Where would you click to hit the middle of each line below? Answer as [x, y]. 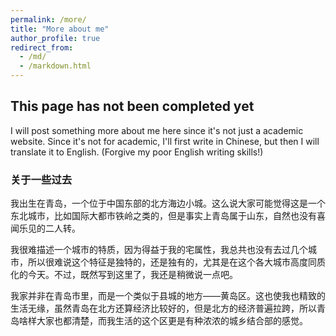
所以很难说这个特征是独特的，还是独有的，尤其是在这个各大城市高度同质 [176, 262]
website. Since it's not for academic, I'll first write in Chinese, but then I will [165, 141]
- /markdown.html [55, 66]
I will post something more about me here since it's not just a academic [157, 130]
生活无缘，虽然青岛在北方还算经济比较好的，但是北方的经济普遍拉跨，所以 [163, 308]
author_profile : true [55, 38]
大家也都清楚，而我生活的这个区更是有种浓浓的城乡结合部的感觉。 [172, 321]
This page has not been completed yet [132, 106]
